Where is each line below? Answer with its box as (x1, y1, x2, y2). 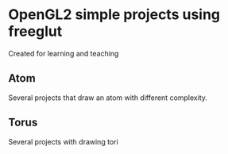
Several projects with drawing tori (8, 137, 119, 146)
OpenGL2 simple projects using (8, 6, 221, 24)
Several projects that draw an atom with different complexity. (8, 93, 208, 102)
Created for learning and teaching (8, 48, 119, 58)
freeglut (8, 22, 63, 40)
